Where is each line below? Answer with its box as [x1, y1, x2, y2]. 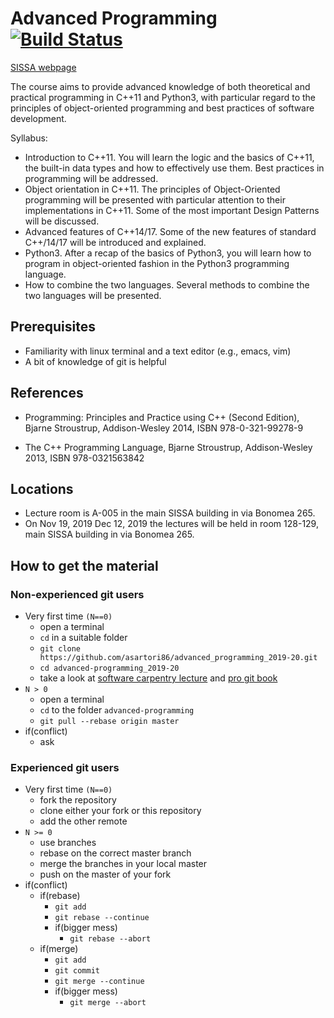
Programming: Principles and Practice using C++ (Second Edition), [24, 411, 300, 423]
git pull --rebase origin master [39, 717, 180, 727]
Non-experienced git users [10, 587, 145, 601]
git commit [54, 966, 100, 976]
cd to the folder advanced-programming [39, 704, 195, 716]
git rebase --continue [54, 913, 150, 923]
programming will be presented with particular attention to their [24, 193, 286, 206]
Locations [10, 480, 74, 497]
